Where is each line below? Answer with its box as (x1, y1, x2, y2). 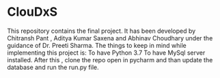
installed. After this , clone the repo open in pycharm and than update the (7, 55, 213, 64)
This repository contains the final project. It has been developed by (7, 27, 196, 35)
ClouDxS (7, 4, 58, 20)
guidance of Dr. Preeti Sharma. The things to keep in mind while (7, 41, 187, 49)
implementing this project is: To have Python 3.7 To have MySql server (7, 49, 206, 57)
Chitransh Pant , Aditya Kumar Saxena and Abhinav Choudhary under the (7, 34, 213, 42)
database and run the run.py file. (7, 63, 99, 71)
